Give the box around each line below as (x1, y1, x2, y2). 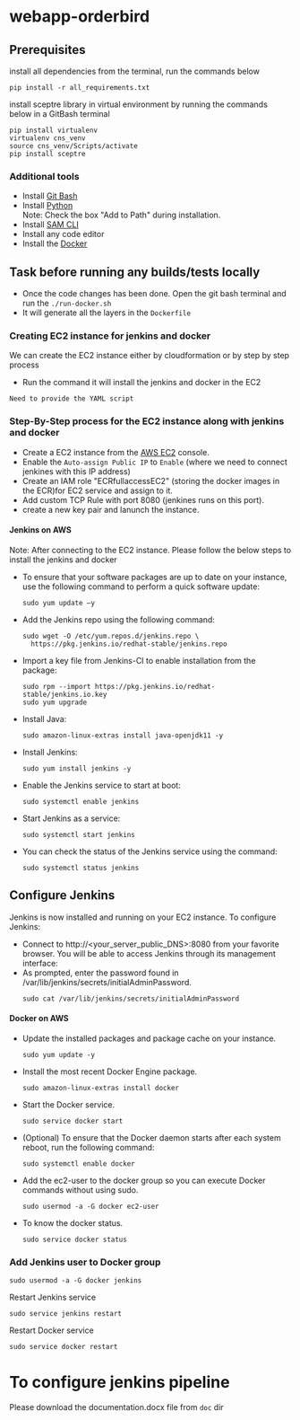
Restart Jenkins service (9, 1292, 97, 1303)
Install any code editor (21, 229, 105, 240)
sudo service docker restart (9, 1343, 118, 1352)
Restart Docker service (9, 1325, 94, 1336)
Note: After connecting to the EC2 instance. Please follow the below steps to (9, 544, 292, 555)
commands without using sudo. (21, 1184, 139, 1195)
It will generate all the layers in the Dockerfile (21, 307, 191, 318)
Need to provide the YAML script (9, 394, 134, 403)
